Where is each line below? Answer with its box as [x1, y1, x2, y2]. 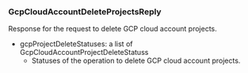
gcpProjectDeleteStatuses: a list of [19, 39, 133, 49]
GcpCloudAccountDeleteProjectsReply [8, 6, 162, 17]
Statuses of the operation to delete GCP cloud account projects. [31, 56, 241, 65]
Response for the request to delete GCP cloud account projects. [8, 24, 218, 34]
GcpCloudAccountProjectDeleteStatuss [19, 48, 149, 57]
